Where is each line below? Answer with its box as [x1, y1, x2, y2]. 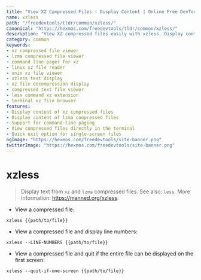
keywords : [6, 42, 31, 48]
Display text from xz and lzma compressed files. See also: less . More [20, 188, 190, 195]
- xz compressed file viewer [6, 48, 79, 54]
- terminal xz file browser [6, 98, 77, 104]
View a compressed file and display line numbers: [14, 228, 138, 235]
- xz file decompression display [6, 81, 90, 87]
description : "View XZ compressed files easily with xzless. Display [6, 31, 184, 37]
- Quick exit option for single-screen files [6, 131, 121, 138]
